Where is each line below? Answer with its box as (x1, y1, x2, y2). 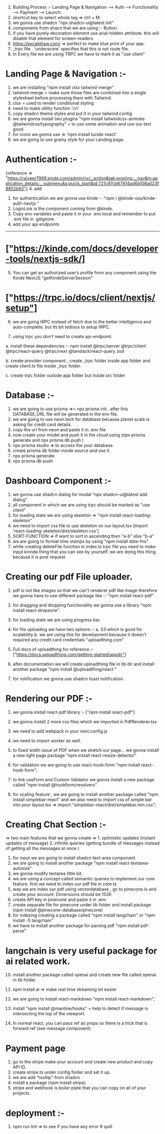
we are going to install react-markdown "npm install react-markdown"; (12, 996, 155, 1002)
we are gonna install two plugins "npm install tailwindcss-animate (12, 115, 145, 122)
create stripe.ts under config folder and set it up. (12, 1069, 111, 1075)
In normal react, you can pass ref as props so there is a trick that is (12, 1020, 148, 1026)
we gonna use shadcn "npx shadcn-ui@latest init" (12, 20, 114, 26)
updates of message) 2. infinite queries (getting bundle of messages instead (5, 840, 160, 846)
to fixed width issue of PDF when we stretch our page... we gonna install (12, 747, 159, 753)
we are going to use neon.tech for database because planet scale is (12, 416, 150, 422)
